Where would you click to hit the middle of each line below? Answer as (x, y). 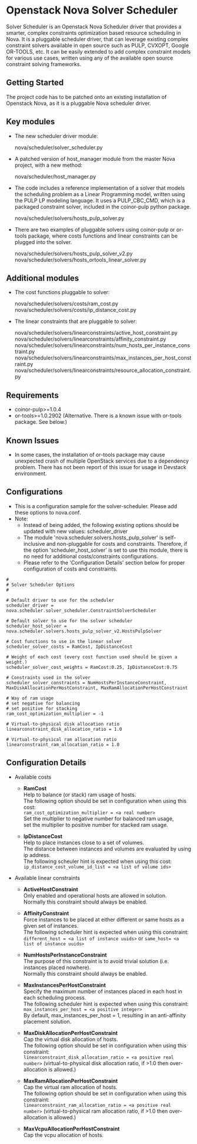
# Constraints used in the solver (49, 678)
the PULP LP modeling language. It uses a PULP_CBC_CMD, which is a (100, 200)
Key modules (31, 122)
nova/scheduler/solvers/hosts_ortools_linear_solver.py (81, 259)
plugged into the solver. (43, 242)
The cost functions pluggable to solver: (62, 292)
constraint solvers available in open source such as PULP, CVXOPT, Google (98, 45)
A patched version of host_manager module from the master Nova (95, 159)
